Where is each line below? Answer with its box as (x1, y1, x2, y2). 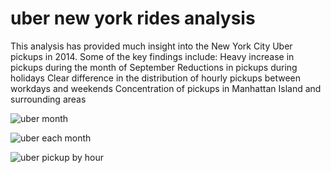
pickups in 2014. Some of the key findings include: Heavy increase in (10, 50, 295, 62)
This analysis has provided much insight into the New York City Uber (10, 40, 293, 52)
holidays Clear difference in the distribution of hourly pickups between (10, 72, 302, 84)
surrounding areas (10, 93, 87, 105)
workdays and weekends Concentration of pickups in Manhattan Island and (10, 82, 322, 94)
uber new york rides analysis (10, 7, 256, 30)
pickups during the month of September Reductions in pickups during (10, 61, 298, 73)
